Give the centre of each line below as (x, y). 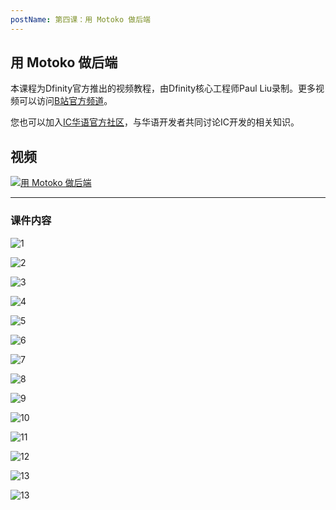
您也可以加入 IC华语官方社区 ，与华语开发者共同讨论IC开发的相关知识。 (155, 122)
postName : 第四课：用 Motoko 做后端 (81, 19)
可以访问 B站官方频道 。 (65, 101)
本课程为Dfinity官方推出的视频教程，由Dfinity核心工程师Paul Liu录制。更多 (163, 88)
